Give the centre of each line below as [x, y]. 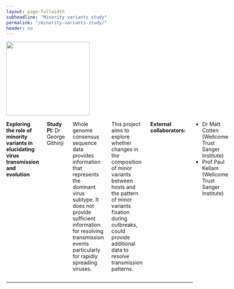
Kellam [211, 168]
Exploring [18, 124]
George [56, 137]
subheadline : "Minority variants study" [57, 17]
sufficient [84, 219]
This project [126, 124]
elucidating [20, 149]
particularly [86, 250]
